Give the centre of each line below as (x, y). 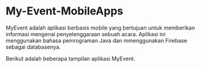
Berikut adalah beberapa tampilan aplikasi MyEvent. (70, 58)
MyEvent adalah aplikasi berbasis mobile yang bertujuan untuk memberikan (101, 28)
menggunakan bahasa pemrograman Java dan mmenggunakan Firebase (97, 40)
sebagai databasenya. (33, 47)
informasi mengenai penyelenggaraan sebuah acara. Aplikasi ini (86, 34)
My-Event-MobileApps (65, 11)
